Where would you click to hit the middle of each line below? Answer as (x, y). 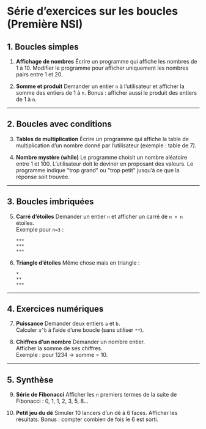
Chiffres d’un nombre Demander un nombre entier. (80, 342)
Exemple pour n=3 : (39, 229)
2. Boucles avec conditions (59, 124)
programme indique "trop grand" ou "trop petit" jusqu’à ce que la (97, 170)
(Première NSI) (45, 24)
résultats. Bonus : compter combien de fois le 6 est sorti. (87, 419)
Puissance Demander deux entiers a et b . (68, 324)
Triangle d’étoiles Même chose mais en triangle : (78, 262)
